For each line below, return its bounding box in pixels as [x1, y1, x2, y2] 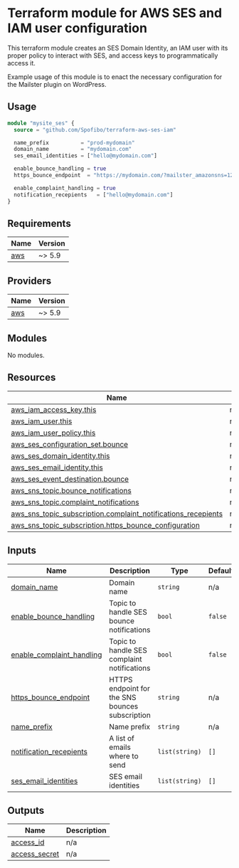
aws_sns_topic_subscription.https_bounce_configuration [11, 520, 201, 530]
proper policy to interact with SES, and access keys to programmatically [7, 51, 218, 60]
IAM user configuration [7, 20, 148, 36]
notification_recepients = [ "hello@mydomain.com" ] [14, 191, 174, 199]
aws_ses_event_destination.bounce [11, 474, 129, 484]
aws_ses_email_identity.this [11, 462, 103, 472]
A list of [109, 733, 135, 743]
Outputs [7, 804, 45, 816]
